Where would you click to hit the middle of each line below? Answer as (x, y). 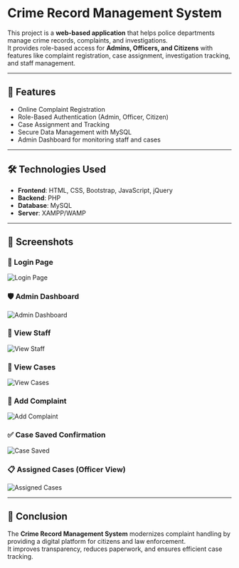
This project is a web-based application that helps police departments (111, 33)
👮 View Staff (29, 333)
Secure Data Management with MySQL (75, 132)
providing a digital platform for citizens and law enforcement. (97, 541)
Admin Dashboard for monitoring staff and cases (89, 140)
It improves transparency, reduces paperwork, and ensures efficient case (115, 549)
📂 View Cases (32, 367)
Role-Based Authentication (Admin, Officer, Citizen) (93, 117)
